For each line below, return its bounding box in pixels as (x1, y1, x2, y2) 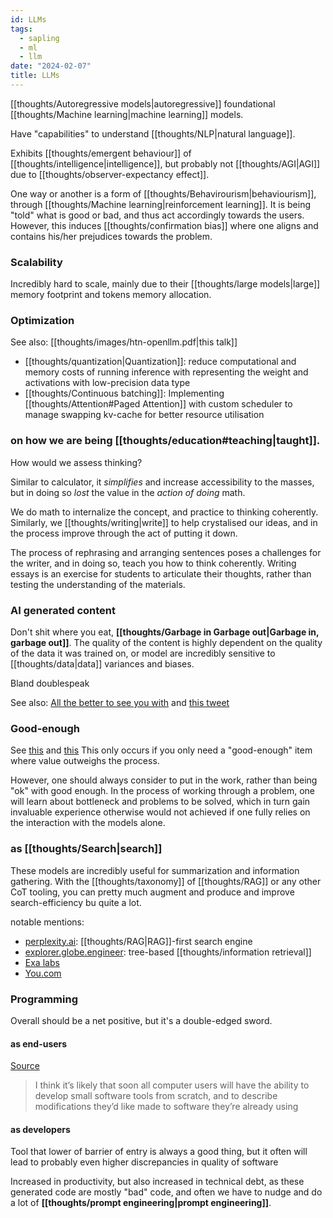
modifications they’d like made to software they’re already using (34, 1101, 299, 1113)
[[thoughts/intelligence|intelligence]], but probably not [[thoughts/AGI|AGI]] (10, 157, 321, 170)
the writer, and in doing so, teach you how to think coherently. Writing (10, 557, 297, 569)
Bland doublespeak (10, 677, 90, 690)
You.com (24, 967, 62, 979)
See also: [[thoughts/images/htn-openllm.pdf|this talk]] (10, 336, 238, 348)
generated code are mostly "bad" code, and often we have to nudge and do (10, 1186, 323, 1198)
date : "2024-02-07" (10, 61, 92, 71)
